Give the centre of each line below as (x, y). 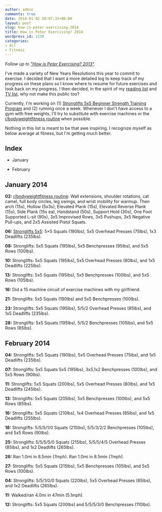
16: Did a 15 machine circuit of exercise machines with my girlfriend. (73, 290)
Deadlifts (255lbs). (23, 418)
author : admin (19, 9)
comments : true (20, 14)
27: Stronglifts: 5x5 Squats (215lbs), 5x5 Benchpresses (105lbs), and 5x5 (77, 466)
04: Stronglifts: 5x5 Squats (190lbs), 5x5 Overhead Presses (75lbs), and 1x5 (81, 355)
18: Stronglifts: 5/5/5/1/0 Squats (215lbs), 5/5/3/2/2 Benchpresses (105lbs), (80, 427)
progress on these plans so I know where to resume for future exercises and (81, 83)
